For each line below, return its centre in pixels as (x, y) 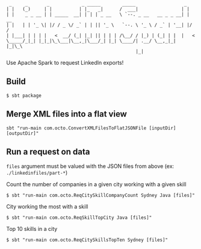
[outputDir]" (23, 133)
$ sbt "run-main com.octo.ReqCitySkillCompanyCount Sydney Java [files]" (101, 196)
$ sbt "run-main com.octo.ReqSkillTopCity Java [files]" (79, 218)
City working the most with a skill (47, 207)
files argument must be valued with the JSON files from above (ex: (90, 166)
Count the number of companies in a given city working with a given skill (96, 184)
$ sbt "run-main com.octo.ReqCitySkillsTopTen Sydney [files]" (87, 240)
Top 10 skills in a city (32, 229)
